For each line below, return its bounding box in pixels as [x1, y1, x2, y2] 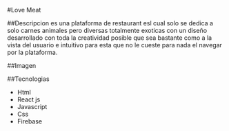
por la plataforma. [7, 48, 58, 56]
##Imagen [7, 62, 37, 69]
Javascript [17, 103, 48, 110]
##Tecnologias [7, 75, 50, 83]
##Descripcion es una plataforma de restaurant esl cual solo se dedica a [7, 19, 214, 27]
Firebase [17, 117, 43, 126]
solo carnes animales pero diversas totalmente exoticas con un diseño [7, 27, 208, 34]
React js [17, 95, 41, 104]
